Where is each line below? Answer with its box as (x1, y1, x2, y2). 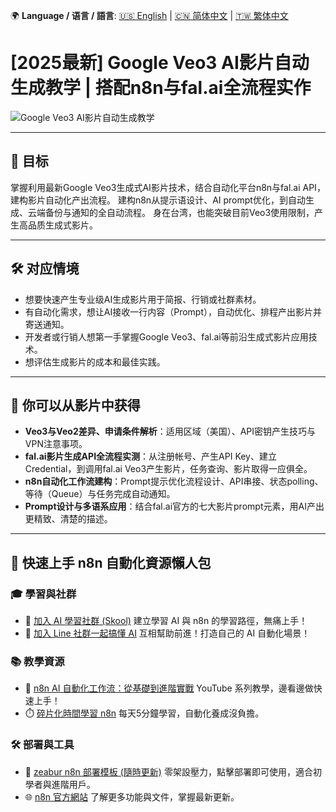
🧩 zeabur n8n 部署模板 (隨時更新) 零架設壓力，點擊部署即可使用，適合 (24, 765, 313, 778)
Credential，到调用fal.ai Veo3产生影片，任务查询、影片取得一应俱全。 (24, 463, 313, 475)
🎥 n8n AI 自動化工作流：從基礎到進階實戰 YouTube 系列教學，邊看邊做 (24, 682, 314, 694)
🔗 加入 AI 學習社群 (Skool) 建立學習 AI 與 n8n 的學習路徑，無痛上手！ (24, 615, 308, 627)
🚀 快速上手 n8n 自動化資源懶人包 (10, 554, 212, 571)
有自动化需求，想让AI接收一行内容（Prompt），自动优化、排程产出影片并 (24, 305, 323, 318)
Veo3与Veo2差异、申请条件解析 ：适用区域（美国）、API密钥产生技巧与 (24, 425, 317, 438)
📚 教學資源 (10, 654, 65, 668)
